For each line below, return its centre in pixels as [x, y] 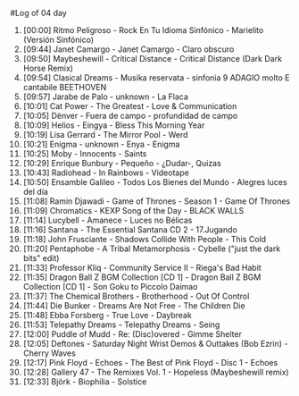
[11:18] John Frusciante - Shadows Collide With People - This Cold [145, 239]
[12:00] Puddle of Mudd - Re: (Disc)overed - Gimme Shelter [132, 334]
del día [35, 192]
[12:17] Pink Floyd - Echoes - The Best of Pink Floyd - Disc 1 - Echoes [150, 362]
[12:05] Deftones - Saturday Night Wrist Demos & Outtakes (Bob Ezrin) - [155, 344]
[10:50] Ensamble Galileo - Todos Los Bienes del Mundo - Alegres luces [155, 182]
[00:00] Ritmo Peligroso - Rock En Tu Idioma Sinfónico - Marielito [143, 30]
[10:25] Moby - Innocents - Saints [85, 154]
